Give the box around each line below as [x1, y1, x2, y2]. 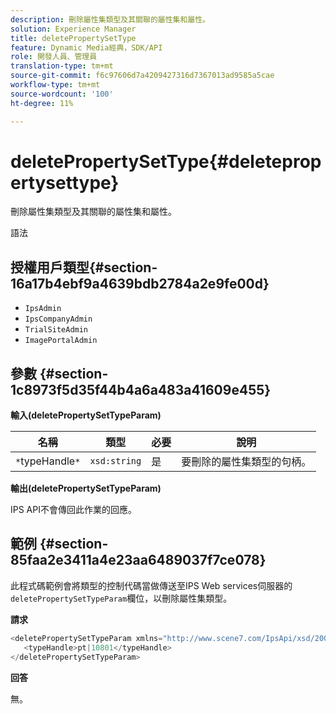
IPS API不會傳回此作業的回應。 [10, 504, 137, 516]
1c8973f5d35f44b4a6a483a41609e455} [10, 381, 272, 398]
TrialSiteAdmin [24, 325, 89, 335]
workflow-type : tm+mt [10, 80, 101, 90]
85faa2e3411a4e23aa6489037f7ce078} [10, 552, 267, 569]
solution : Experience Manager [10, 24, 137, 34]
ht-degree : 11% [10, 98, 74, 108]
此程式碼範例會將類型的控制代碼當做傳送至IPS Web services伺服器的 [10, 579, 293, 591]
